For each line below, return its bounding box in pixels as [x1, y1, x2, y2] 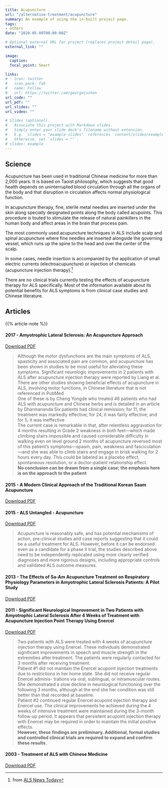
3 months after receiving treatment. [17, 660, 91, 666]
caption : [9, 58, 28, 63]
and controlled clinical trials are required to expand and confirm [17, 734, 152, 740]
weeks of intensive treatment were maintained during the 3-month [17, 708, 154, 714]
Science [5, 160, 31, 168]
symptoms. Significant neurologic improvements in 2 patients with [17, 369, 154, 375]
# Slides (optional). [5, 118, 50, 123]
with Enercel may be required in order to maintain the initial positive [17, 718, 156, 724]
